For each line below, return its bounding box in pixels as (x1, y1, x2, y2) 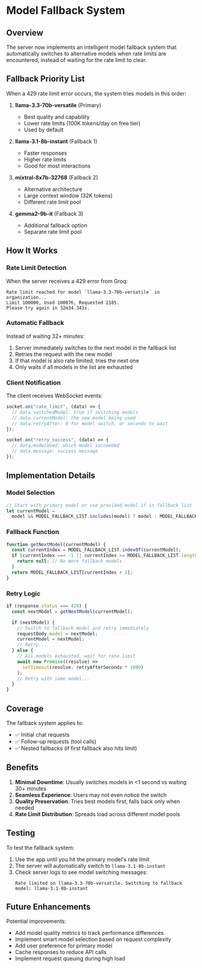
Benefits (6, 762, 39, 773)
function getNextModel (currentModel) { (6, 541, 106, 547)
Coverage (6, 703, 44, 714)
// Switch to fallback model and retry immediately (17, 625, 149, 631)
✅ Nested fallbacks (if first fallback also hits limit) (14, 744, 137, 752)
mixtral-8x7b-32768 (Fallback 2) (14, 174, 98, 181)
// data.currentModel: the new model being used (11, 415, 136, 421)
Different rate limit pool (23, 198, 81, 206)
